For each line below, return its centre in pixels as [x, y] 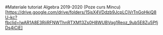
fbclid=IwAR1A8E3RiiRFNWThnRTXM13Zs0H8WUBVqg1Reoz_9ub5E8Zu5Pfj [81, 22]
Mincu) [114, 7]
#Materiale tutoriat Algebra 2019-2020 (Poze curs [55, 7]
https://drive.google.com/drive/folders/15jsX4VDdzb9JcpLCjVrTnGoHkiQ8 [81, 12]
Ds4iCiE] [14, 28]
